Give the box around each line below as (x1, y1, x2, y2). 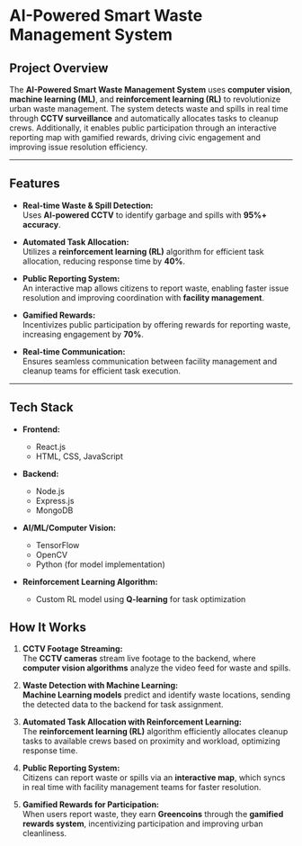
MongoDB (35, 505, 74, 516)
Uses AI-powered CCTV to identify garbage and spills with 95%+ (22, 209, 268, 220)
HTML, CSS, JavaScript (35, 451, 123, 462)
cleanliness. (22, 828, 67, 839)
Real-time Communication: (22, 346, 126, 356)
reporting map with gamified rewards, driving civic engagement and (9, 132, 261, 142)
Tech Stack (9, 400, 74, 415)
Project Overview (9, 60, 109, 76)
